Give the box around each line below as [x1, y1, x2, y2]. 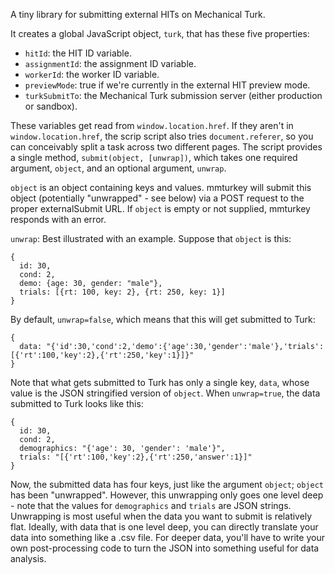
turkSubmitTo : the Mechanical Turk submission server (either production [24, 90, 323, 101]
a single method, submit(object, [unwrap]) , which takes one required [10, 152, 298, 163]
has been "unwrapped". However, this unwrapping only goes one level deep [10, 489, 324, 501]
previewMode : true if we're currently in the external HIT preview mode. [24, 79, 311, 91]
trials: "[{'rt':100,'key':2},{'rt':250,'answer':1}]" [19, 452, 253, 462]
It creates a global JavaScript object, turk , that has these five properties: [10, 28, 310, 39]
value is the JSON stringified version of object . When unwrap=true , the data [10, 387, 321, 399]
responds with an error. [10, 214, 107, 225]
